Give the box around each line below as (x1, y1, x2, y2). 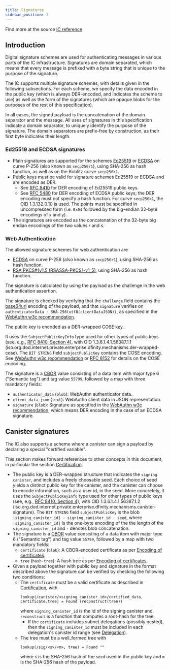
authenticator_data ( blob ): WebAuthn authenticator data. (12, 391, 133, 397)
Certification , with (20, 585, 58, 591)
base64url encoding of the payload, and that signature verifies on (5, 303, 144, 309)
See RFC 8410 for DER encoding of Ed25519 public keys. (20, 184, 139, 190)
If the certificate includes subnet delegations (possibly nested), (27, 618, 164, 625)
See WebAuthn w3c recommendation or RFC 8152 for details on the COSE (5, 355, 160, 361)
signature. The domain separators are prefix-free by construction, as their (5, 128, 160, 134)
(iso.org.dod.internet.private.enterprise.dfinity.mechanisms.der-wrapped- (5, 344, 159, 350)
